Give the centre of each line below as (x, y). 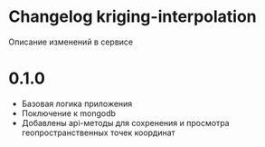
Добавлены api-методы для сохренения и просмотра (125, 122)
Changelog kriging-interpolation (132, 17)
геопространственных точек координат (98, 132)
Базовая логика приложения (77, 103)
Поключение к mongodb (69, 113)
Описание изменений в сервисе (71, 42)
